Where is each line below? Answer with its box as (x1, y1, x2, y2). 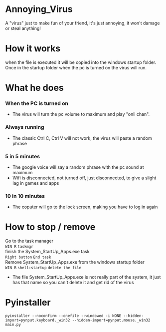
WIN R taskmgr (5, 244, 33, 249)
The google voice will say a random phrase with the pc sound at (12, 164, 144, 170)
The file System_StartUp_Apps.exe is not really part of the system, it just (12, 274, 161, 280)
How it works (5, 43, 61, 54)
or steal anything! (5, 25, 41, 31)
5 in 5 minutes (5, 153, 40, 160)
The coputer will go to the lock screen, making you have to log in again (12, 204, 158, 210)
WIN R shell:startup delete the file (5, 266, 82, 271)
